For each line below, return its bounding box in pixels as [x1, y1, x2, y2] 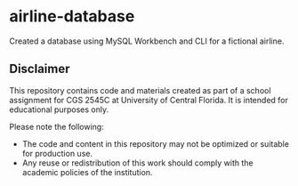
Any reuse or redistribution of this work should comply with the [21, 158, 254, 168]
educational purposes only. [9, 104, 109, 115]
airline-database [9, 6, 135, 27]
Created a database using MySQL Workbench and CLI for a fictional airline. [9, 36, 285, 46]
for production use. [21, 148, 93, 158]
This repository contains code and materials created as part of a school [9, 85, 271, 95]
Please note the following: [9, 121, 104, 132]
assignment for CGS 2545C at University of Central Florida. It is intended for [9, 94, 289, 105]
